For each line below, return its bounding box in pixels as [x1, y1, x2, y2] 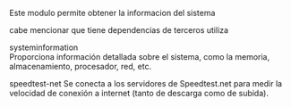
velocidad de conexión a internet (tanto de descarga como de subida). [9, 88, 269, 98]
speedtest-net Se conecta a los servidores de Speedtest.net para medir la [9, 78, 283, 88]
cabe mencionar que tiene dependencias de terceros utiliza [9, 25, 229, 35]
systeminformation [9, 42, 79, 53]
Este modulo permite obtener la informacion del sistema [9, 8, 216, 18]
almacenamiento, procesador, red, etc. [9, 62, 152, 71]
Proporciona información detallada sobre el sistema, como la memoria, [9, 52, 270, 62]
